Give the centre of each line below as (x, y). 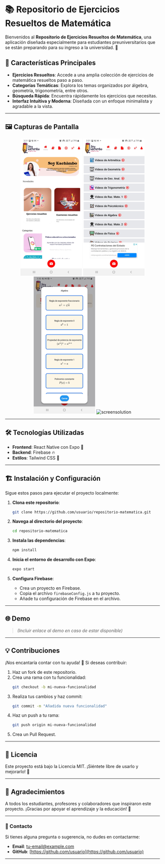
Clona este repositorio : (36, 502)
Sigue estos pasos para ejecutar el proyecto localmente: (62, 493)
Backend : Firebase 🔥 (34, 452)
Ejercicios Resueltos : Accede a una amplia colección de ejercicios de (83, 75)
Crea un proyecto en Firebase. (50, 588)
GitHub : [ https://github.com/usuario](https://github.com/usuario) (78, 852)
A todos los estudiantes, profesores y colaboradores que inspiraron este (78, 803)
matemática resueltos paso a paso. (48, 80)
